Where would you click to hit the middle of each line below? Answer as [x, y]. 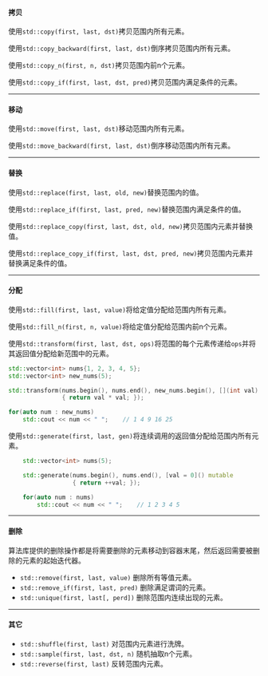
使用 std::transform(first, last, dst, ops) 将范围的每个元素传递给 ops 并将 [132, 343]
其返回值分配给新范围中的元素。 [61, 353]
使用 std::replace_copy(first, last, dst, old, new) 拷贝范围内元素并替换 [131, 226]
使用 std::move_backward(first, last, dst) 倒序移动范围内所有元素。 [122, 146]
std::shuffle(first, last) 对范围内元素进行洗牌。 [104, 643]
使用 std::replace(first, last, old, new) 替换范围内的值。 [106, 192]
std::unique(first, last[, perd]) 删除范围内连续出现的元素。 [123, 597]
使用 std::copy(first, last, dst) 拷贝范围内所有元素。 [99, 31]
